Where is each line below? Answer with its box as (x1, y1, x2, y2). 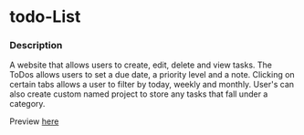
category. (9, 99, 46, 109)
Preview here (9, 116, 59, 127)
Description (9, 39, 63, 52)
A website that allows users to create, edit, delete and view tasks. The (9, 59, 272, 70)
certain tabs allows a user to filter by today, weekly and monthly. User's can (9, 79, 295, 90)
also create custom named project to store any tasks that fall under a (9, 88, 268, 99)
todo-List (9, 6, 81, 27)
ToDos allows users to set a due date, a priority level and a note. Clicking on (9, 69, 295, 80)
